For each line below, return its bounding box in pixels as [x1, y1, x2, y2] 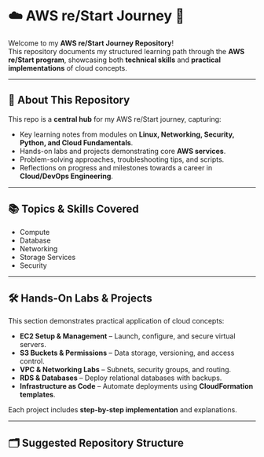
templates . [19, 390, 56, 400]
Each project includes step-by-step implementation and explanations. [8, 405, 237, 415]
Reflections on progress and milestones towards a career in [19, 163, 213, 172]
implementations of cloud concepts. [8, 63, 128, 72]
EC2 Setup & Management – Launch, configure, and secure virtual [19, 331, 236, 341]
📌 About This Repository [8, 93, 130, 107]
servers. [19, 340, 47, 349]
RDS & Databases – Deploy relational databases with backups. [19, 373, 222, 382]
